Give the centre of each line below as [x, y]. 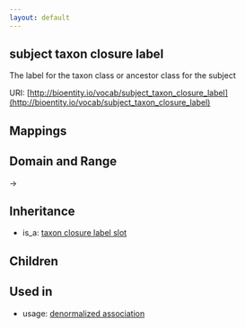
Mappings [38, 131]
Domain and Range [63, 161]
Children [34, 261]
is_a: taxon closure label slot [74, 233]
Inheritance [42, 212]
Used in [31, 292]
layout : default [39, 18]
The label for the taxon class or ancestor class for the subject [122, 75]
